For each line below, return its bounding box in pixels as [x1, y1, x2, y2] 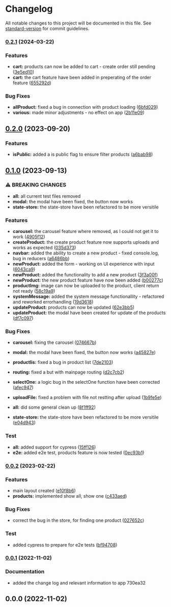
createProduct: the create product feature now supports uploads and [12, 239, 159, 245]
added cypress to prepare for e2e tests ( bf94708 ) [12, 542, 118, 548]
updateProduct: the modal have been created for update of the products [12, 310, 166, 316]
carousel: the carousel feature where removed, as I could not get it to [12, 228, 159, 235]
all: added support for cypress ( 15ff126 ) [12, 444, 96, 450]
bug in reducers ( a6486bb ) [12, 255, 70, 262]
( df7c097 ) [12, 315, 34, 321]
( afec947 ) [12, 384, 34, 391]
